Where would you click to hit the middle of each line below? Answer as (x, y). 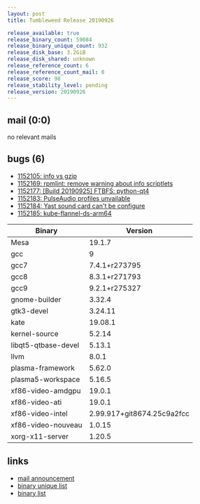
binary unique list (42, 486)
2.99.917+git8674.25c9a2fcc (140, 413)
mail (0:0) (29, 120)
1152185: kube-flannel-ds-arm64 (64, 213)
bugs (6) (26, 159)
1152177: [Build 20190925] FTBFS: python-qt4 (83, 191)
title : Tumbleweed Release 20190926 (60, 20)
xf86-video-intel (39, 413)
